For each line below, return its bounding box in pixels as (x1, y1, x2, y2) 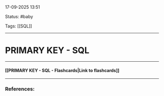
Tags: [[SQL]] (5, 23, 32, 29)
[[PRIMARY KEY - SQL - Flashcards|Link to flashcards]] (5, 67, 120, 73)
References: (5, 86, 35, 93)
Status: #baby (5, 14, 33, 19)
